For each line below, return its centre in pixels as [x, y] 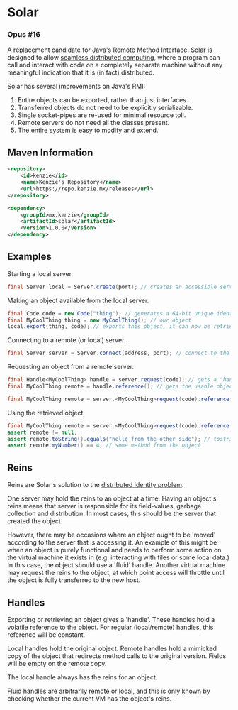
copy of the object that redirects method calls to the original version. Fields [117, 656]
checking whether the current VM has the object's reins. [90, 698]
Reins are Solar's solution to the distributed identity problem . [96, 485]
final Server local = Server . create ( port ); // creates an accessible [112, 287]
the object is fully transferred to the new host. [74, 580]
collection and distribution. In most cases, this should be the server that [112, 514]
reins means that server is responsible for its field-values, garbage [104, 506]
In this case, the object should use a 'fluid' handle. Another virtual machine [117, 565]
